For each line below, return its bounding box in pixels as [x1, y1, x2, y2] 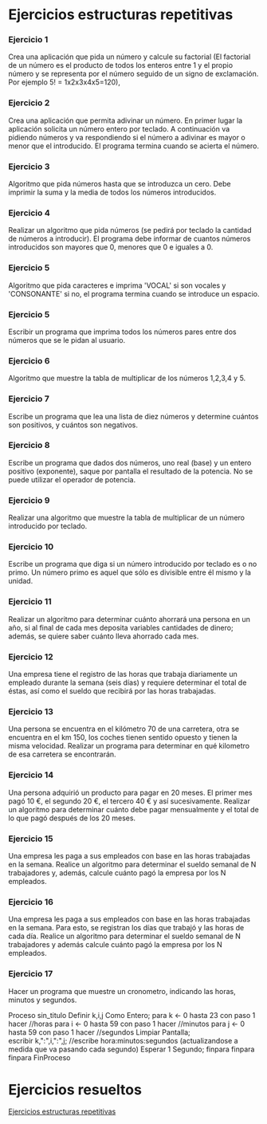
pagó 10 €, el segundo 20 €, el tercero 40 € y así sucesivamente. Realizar [8, 796, 251, 806]
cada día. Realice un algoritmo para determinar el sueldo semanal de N [8, 931, 241, 941]
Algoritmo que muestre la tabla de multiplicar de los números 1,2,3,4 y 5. [8, 373, 246, 383]
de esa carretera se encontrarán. [8, 749, 117, 759]
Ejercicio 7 [8, 393, 49, 404]
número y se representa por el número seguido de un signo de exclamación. [8, 69, 259, 79]
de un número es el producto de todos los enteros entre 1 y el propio [8, 61, 234, 70]
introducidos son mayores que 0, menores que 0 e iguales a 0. [8, 242, 214, 252]
